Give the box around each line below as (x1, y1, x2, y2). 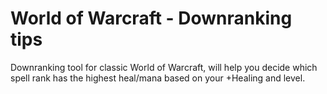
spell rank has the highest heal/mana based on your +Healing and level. (10, 72, 306, 84)
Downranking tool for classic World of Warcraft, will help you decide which (10, 61, 318, 73)
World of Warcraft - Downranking (10, 7, 293, 30)
